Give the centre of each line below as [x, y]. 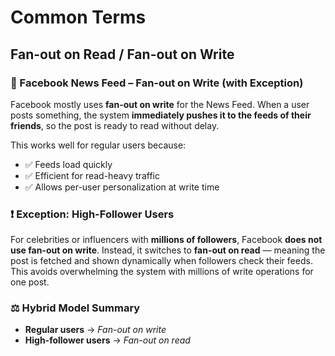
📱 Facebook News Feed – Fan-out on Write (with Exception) [157, 83]
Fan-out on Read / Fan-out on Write [122, 54]
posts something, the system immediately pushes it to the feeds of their [161, 115]
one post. [30, 282]
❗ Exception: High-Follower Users [92, 214]
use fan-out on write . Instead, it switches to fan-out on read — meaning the [168, 250]
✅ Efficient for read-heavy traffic [92, 175]
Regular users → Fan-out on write [95, 330]
